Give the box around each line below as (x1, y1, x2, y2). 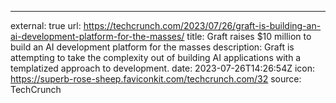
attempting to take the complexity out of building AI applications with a (10, 52, 302, 63)
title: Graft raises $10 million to (186, 31, 312, 42)
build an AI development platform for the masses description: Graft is (10, 41, 295, 53)
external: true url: (10, 20, 82, 31)
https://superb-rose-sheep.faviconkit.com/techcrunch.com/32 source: (10, 73, 302, 85)
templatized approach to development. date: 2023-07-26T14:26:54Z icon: (10, 62, 316, 74)
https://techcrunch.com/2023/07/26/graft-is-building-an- (83, 20, 322, 31)
